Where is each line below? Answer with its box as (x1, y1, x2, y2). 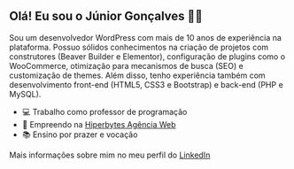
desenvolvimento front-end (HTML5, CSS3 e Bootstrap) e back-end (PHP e (9, 79, 283, 89)
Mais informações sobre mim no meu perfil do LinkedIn (9, 150, 211, 160)
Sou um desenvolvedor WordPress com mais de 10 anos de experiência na (9, 32, 282, 42)
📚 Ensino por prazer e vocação (21, 129, 138, 140)
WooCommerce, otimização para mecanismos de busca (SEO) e (9, 60, 244, 71)
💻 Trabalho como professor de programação (21, 106, 188, 117)
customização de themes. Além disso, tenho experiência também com (9, 70, 266, 81)
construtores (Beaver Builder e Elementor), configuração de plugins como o (9, 50, 286, 62)
